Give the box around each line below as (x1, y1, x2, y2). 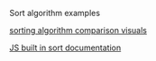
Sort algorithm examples (9, 8, 101, 18)
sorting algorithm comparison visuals (9, 25, 147, 35)
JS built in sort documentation (9, 42, 122, 53)
